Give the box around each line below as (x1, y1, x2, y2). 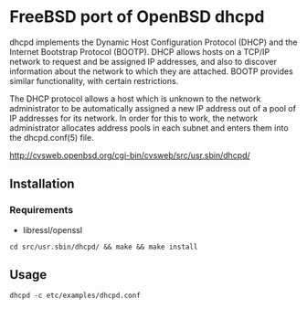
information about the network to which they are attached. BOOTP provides (9, 66, 294, 77)
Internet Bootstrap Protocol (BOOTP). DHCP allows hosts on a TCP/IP (9, 46, 270, 57)
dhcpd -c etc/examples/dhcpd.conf (9, 291, 142, 301)
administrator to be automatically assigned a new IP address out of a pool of (9, 102, 297, 113)
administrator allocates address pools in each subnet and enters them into (9, 122, 290, 133)
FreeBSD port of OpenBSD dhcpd (9, 6, 265, 27)
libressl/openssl (22, 224, 83, 235)
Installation (9, 176, 75, 192)
